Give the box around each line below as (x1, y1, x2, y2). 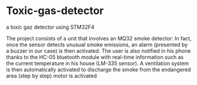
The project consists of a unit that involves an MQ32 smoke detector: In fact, (6, 35, 192, 42)
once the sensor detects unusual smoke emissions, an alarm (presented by (6, 41, 188, 48)
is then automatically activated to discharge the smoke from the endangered (6, 66, 191, 73)
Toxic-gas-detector (6, 4, 104, 18)
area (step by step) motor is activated (6, 72, 97, 79)
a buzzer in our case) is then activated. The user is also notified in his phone (6, 47, 191, 54)
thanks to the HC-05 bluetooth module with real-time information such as (6, 53, 184, 60)
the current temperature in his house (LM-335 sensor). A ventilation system (6, 60, 189, 67)
